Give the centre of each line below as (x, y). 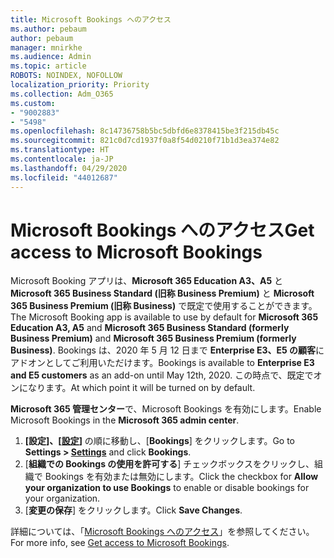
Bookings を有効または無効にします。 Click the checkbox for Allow (181, 477)
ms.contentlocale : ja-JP (62, 159)
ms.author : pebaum (48, 29)
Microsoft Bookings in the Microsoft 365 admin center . (125, 420)
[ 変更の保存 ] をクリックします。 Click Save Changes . (133, 510)
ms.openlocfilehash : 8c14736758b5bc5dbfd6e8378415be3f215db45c (145, 131)
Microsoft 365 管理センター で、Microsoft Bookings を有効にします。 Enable (166, 409)
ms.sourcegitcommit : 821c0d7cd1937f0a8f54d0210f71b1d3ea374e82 (145, 141)
